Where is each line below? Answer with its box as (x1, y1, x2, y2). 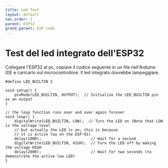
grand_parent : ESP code (5, 26, 55, 31)
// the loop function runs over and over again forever (5, 110, 125, 115)
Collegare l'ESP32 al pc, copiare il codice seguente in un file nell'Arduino (5, 64, 156, 70)
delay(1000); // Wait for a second (14, 136, 136, 141)
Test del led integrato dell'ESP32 (5, 48, 144, 59)
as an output (5, 97, 33, 102)
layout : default (5, 12, 39, 17)
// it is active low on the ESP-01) (14, 132, 92, 137)
